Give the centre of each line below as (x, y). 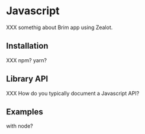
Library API (27, 79)
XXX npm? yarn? (27, 60)
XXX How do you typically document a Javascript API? (73, 93)
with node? (20, 126)
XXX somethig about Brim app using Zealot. (59, 27)
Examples (25, 112)
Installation (27, 46)
